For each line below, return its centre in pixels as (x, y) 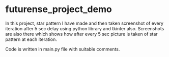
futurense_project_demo (59, 9)
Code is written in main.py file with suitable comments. (63, 49)
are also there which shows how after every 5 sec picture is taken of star (81, 34)
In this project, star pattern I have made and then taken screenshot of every (84, 23)
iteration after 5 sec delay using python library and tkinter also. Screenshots (85, 28)
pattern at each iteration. (31, 39)
